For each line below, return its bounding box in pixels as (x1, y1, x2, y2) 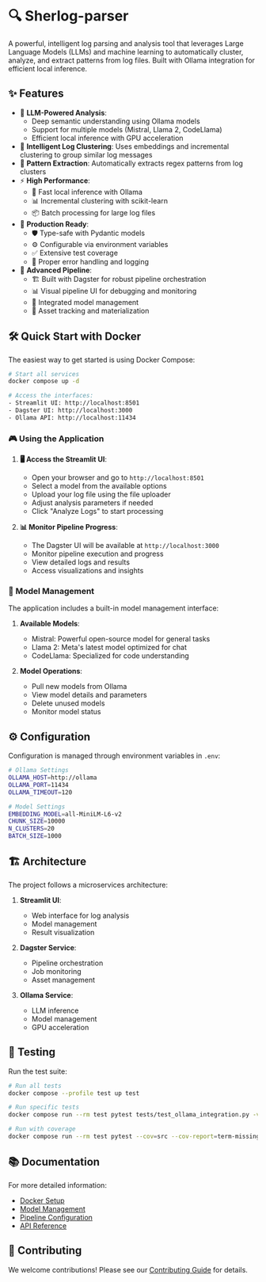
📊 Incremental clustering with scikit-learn (31, 196, 169, 205)
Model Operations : (19, 667, 83, 676)
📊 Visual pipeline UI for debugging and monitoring (31, 286, 197, 295)
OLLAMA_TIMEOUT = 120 (8, 788, 73, 797)
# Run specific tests (8, 1103, 80, 1112)
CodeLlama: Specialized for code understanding (31, 651, 190, 660)
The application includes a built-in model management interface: (8, 603, 219, 613)
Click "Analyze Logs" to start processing (31, 507, 164, 516)
